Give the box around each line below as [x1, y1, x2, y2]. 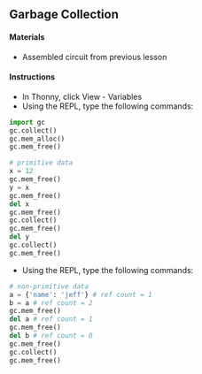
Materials [9, 31, 45, 42]
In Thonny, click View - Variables [21, 91, 143, 102]
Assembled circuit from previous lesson [21, 51, 167, 62]
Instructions [9, 72, 56, 82]
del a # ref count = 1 [9, 315, 93, 324]
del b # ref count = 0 [9, 332, 93, 340]
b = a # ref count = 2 [9, 298, 93, 308]
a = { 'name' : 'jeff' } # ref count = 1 [9, 290, 152, 299]
